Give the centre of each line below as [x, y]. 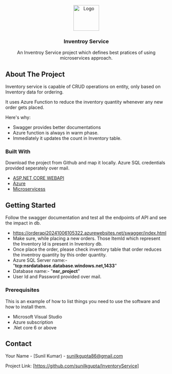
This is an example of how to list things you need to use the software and [83, 301]
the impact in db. [23, 223]
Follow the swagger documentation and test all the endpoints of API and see [86, 218]
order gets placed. [25, 107]
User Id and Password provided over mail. [57, 277]
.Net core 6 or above [35, 327]
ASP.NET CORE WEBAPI [38, 178]
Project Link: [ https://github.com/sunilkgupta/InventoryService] [72, 366]
